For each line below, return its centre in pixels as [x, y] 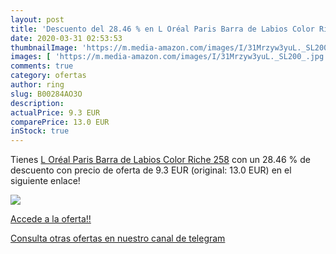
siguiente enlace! [45, 181]
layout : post [37, 19]
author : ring [37, 85]
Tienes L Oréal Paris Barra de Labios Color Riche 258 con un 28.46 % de [161, 160]
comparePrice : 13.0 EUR [60, 122]
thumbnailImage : [44, 47]
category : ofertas [48, 76]
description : [37, 103]
